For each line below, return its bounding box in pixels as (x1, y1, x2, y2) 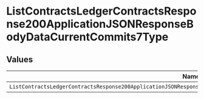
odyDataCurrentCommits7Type (6, 30, 169, 44)
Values (6, 54, 33, 64)
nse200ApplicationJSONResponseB (6, 17, 194, 31)
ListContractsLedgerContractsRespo (6, 4, 197, 18)
